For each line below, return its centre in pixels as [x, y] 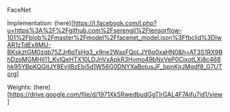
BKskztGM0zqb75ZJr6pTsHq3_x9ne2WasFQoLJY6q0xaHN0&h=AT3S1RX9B [115, 52]
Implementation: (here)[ [40, 23]
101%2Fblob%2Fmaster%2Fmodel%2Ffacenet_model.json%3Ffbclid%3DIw [115, 38]
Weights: [20, 87]
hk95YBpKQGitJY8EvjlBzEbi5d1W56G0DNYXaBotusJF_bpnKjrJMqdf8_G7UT [115, 67]
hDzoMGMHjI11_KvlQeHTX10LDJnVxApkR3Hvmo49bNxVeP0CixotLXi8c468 [114, 59]
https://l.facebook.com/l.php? [115, 23]
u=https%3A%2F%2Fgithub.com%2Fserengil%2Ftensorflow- [95, 30]
